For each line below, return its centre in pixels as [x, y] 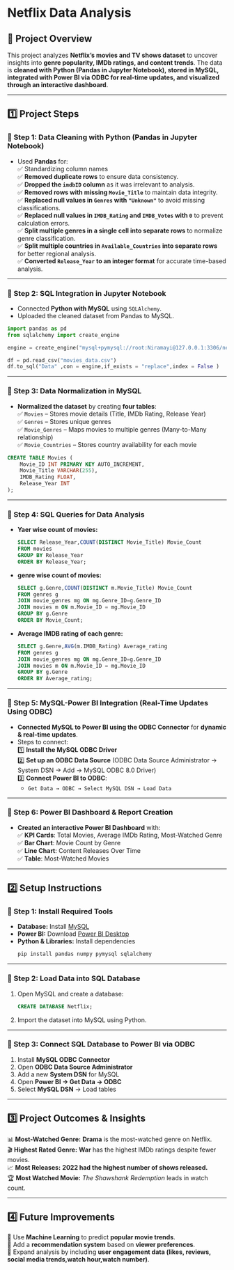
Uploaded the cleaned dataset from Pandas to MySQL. [95, 315]
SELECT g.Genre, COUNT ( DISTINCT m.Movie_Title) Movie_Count [105, 588]
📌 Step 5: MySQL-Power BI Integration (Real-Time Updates [108, 703]
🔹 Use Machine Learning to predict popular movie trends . [91, 1237]
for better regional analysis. [56, 253]
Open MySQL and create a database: [70, 994]
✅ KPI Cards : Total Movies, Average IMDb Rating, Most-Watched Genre [120, 835]
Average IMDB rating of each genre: [70, 633]
